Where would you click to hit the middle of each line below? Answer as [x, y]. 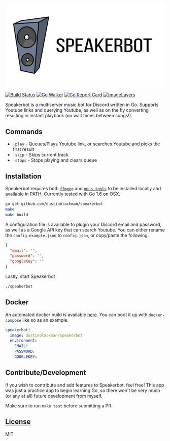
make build [17, 215]
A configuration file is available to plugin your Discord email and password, [83, 224]
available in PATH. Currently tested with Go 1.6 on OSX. [63, 194]
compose [13, 320]
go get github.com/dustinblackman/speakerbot [54, 204]
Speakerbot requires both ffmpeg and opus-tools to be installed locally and [83, 188]
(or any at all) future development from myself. [54, 396]
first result [23, 149]
